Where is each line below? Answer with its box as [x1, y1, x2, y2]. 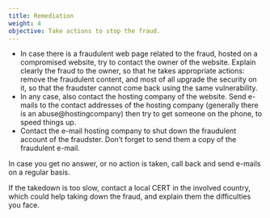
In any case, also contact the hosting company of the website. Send [19, 92, 247, 102]
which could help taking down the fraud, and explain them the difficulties [8, 191, 251, 202]
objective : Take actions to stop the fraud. [8, 27, 161, 35]
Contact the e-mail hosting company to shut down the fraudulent [19, 126, 237, 136]
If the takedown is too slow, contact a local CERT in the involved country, [8, 183, 251, 193]
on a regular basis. [8, 167, 70, 178]
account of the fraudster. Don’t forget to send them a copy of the [19, 135, 237, 145]
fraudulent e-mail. [19, 143, 81, 153]
